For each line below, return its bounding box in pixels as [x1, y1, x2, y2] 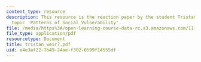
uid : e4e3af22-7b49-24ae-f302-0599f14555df [6, 47, 117, 53]
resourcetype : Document [6, 36, 66, 42]
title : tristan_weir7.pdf [6, 42, 71, 48]
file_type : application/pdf [6, 31, 77, 37]
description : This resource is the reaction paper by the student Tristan [6, 14, 197, 20]
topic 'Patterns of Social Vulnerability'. [11, 19, 121, 25]
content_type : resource [6, 8, 66, 15]
